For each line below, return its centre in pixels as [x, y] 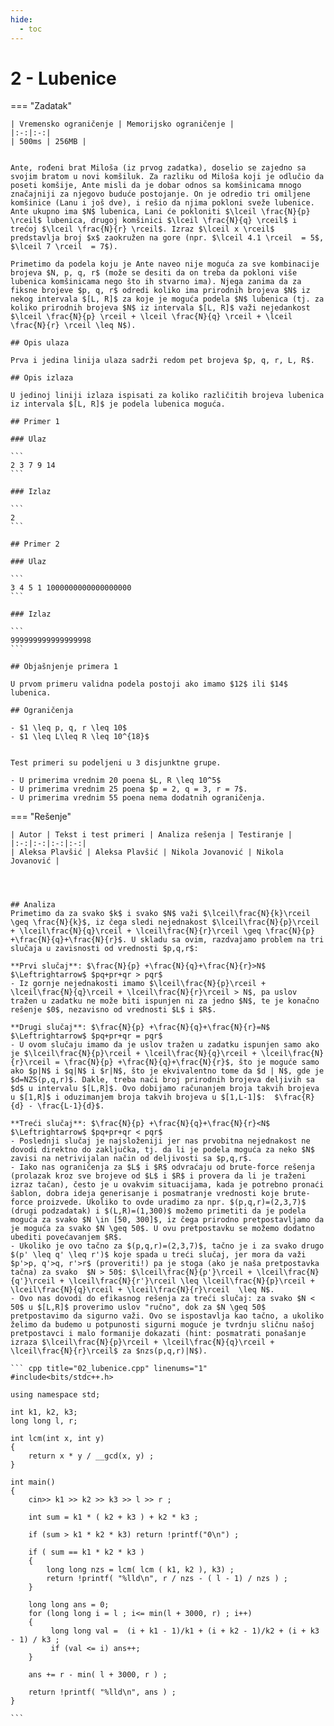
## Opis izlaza [42, 378]
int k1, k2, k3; [44, 1412]
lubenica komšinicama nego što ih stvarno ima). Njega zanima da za [156, 282]
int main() [33, 1482]
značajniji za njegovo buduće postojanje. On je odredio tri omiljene [160, 194]
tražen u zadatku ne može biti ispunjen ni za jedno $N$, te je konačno [165, 1001]
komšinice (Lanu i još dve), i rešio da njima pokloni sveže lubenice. [162, 203]
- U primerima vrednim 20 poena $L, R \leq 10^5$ [116, 781]
